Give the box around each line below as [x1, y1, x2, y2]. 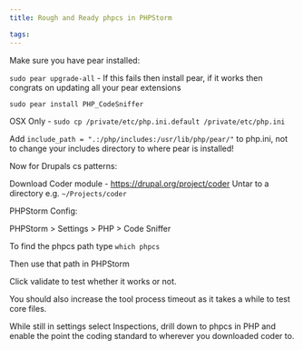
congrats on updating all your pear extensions [9, 82, 181, 93]
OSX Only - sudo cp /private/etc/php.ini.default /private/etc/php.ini [9, 115, 286, 126]
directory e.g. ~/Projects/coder [9, 187, 127, 198]
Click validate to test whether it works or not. [9, 275, 177, 286]
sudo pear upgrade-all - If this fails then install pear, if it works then [9, 72, 263, 83]
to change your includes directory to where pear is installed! [9, 143, 234, 154]
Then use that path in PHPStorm [9, 258, 130, 269]
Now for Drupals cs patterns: [9, 160, 118, 171]
